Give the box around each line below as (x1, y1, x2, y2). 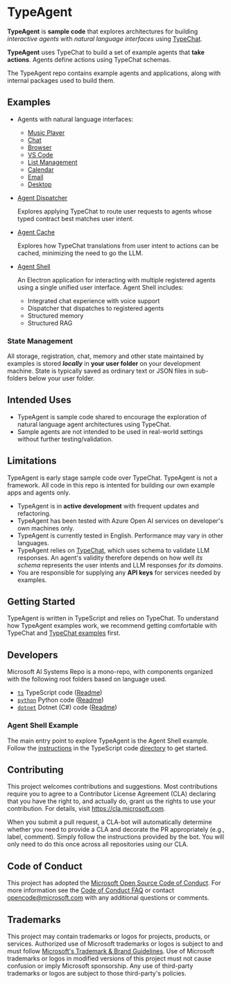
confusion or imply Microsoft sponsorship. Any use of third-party (7, 962, 194, 970)
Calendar (27, 165, 54, 174)
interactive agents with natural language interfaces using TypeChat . (7, 34, 203, 42)
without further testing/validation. (17, 435, 113, 443)
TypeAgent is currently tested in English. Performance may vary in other (17, 531, 224, 540)
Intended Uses (7, 394, 71, 406)
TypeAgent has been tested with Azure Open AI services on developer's (17, 516, 224, 525)
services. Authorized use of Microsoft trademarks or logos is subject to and (7, 939, 223, 948)
